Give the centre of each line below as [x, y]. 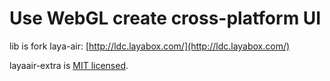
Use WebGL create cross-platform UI [165, 18]
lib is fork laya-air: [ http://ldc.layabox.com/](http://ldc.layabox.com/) [150, 46]
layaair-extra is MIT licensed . [69, 65]
